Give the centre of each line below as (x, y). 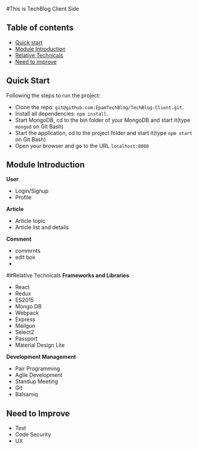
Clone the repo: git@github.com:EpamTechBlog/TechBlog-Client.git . (99, 107)
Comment (19, 239)
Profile (23, 198)
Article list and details (42, 227)
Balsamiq (26, 394)
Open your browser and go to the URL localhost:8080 (82, 145)
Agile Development (39, 375)
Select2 (24, 332)
